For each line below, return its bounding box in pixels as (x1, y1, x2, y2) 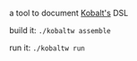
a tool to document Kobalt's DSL (9, 8, 129, 18)
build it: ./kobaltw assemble (9, 25, 111, 35)
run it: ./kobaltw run (9, 42, 85, 53)
